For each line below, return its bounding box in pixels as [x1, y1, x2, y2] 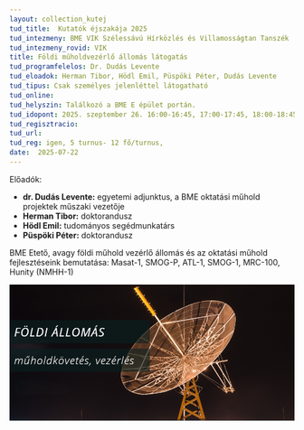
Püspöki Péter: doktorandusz [22, 229, 133, 240]
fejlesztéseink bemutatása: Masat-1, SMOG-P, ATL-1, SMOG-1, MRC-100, [9, 257, 280, 267]
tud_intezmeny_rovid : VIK [9, 43, 107, 52]
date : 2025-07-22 [9, 148, 79, 157]
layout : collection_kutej [9, 14, 107, 23]
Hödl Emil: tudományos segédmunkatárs [22, 220, 175, 230]
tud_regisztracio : [9, 119, 79, 128]
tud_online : [9, 90, 54, 99]
